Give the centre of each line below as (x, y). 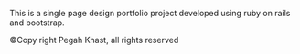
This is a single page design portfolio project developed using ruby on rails (150, 13)
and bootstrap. (37, 22)
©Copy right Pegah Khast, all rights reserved (94, 40)
